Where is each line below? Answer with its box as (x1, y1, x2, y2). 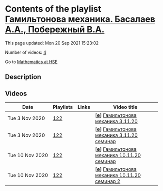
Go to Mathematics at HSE (5, 59, 58, 64)
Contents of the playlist (5, 3, 101, 15)
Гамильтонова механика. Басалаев (5, 14, 155, 25)
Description (5, 73, 41, 81)
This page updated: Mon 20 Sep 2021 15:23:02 (5, 40, 99, 46)
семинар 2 (95, 178, 120, 185)
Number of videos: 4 (5, 49, 47, 55)
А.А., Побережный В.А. (5, 24, 105, 35)
